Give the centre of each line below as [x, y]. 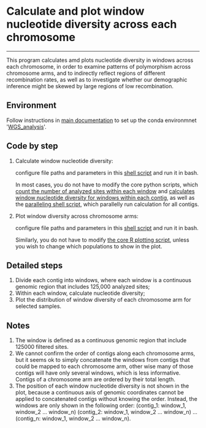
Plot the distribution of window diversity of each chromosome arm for [103, 300]
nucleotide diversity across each [92, 24]
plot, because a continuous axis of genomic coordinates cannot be [99, 392]
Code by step [32, 146]
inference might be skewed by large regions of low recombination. [90, 86]
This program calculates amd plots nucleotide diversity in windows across [100, 60]
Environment [32, 105]
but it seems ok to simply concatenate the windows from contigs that [102, 360]
